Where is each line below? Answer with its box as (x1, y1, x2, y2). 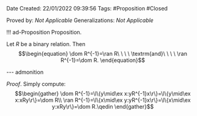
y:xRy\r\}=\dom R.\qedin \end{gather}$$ (51, 103, 154, 110)
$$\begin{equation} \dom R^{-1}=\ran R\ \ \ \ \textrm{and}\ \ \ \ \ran (18, 50, 188, 57)
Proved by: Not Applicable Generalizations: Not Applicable (6, 17, 154, 24)
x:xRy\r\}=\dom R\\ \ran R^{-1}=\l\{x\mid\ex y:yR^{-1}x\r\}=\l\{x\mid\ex (15, 96, 191, 104)
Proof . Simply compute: (6, 80, 66, 87)
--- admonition (6, 69, 44, 75)
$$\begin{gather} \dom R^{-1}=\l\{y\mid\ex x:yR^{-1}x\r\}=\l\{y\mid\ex (15, 90, 191, 97)
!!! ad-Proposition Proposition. (6, 29, 82, 36)
